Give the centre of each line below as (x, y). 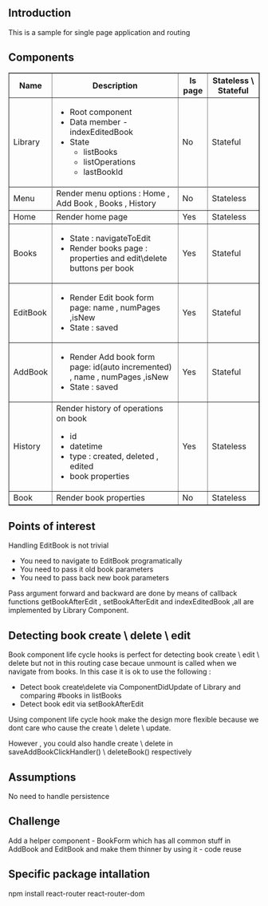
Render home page (92, 216)
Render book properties (100, 497)
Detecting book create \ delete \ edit (100, 635)
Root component (101, 112)
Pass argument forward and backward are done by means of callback (123, 593)
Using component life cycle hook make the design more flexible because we (134, 720)
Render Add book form (112, 357)
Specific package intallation (79, 874)
